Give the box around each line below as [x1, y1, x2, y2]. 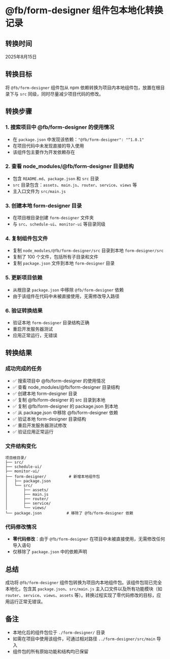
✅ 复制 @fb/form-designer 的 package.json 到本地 [12, 403, 118, 409]
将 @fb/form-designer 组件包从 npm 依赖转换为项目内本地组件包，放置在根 [5, 84, 161, 91]
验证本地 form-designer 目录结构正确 [12, 319, 90, 326]
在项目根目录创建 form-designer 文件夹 [12, 215, 94, 221]
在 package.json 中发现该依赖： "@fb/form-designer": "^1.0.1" [12, 136, 145, 142]
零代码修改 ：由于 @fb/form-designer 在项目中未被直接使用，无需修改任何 [12, 536, 165, 542]
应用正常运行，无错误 [12, 332, 57, 338]
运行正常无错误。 [9, 598, 46, 605]
